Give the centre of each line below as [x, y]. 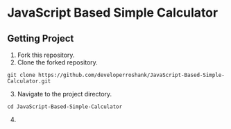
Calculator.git [29, 81]
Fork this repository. [46, 55]
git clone [22, 75]
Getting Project [41, 38]
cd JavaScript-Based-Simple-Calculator [65, 107]
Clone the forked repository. [58, 62]
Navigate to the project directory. [65, 94]
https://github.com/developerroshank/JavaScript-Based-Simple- [131, 75]
